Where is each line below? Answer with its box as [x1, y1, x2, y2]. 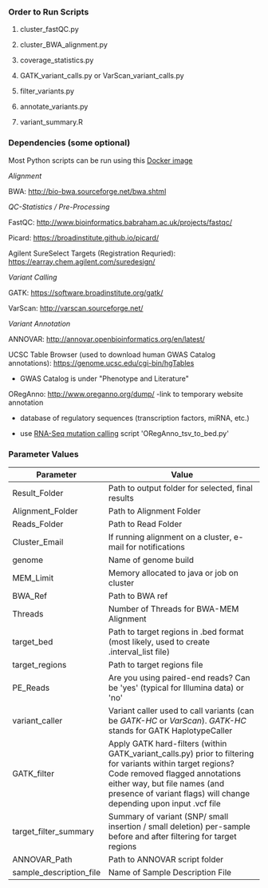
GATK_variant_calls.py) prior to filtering [108, 747, 254, 759]
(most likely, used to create [108, 636, 210, 647]
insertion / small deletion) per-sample [108, 821, 251, 832]
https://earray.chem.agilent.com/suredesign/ [8, 256, 156, 266]
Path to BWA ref [108, 590, 168, 601]
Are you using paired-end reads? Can [108, 672, 250, 683]
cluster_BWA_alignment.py [19, 40, 108, 50]
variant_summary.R [19, 117, 84, 127]
